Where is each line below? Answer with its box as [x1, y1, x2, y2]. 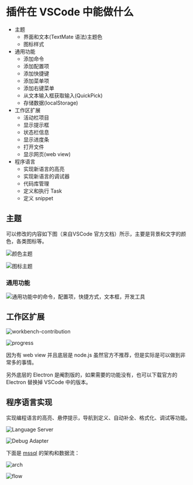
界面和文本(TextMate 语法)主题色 [23, 33, 103, 40]
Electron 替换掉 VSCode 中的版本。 [6, 378, 92, 385]
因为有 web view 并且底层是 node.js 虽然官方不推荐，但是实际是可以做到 [6, 351, 181, 358]
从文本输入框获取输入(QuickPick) [23, 92, 103, 99]
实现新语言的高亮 [23, 165, 65, 172]
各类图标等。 [16, 237, 47, 244]
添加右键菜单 [23, 85, 54, 92]
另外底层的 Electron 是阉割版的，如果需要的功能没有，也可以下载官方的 [6, 371, 178, 378]
